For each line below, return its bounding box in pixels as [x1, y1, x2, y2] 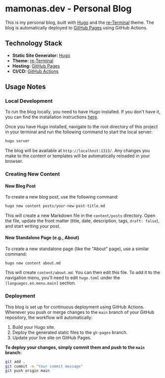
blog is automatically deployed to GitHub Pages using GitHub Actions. [5, 24, 148, 30]
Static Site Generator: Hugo [12, 52, 70, 58]
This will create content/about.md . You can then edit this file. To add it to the [5, 270, 160, 276]
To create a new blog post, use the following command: [5, 194, 119, 200]
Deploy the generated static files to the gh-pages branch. [12, 329, 128, 335]
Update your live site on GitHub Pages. [12, 334, 92, 341]
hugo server [5, 139, 30, 144]
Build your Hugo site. [12, 324, 55, 330]
